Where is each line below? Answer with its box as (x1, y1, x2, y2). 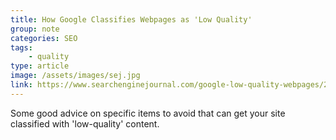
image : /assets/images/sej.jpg (10, 71, 141, 81)
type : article (10, 61, 70, 71)
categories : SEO (10, 33, 78, 43)
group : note (10, 24, 60, 34)
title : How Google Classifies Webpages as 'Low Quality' (10, 14, 253, 25)
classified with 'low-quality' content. (10, 117, 160, 130)
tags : (10, 42, 33, 53)
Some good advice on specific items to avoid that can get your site (10, 107, 286, 119)
